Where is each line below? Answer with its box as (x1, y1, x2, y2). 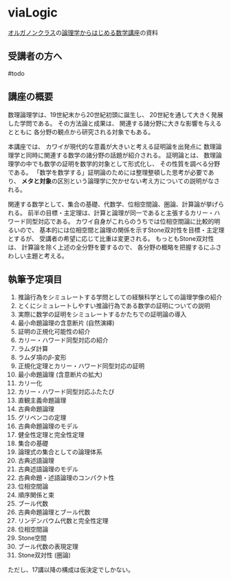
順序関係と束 (17, 491, 54, 500)
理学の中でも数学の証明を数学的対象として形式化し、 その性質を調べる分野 (8, 160, 221, 168)
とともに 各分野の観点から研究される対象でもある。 (8, 127, 154, 136)
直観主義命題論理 (17, 396, 67, 405)
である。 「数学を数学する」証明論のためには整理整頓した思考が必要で (8, 168, 208, 176)
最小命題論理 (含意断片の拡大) (17, 370, 102, 379)
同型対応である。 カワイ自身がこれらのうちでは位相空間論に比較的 (25, 217, 214, 225)
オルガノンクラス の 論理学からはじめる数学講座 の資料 (8, 28, 159, 36)
